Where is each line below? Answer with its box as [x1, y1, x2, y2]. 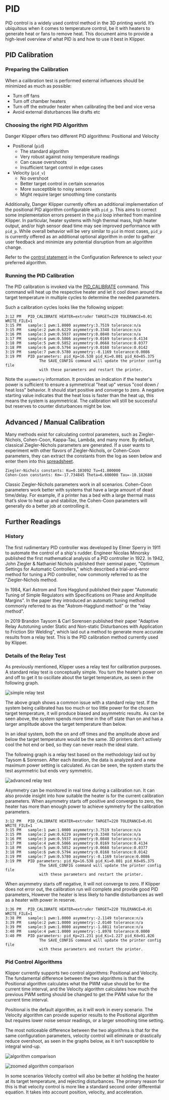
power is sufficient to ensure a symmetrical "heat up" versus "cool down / [5, 381, 159, 388]
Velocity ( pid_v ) [12, 169, 45, 175]
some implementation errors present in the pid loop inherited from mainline [5, 211, 161, 218]
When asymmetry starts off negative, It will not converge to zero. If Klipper [5, 881, 160, 887]
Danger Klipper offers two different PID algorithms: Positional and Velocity [5, 133, 159, 139]
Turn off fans [12, 92, 40, 99]
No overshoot [20, 175, 49, 181]
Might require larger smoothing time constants [20, 191, 117, 197]
